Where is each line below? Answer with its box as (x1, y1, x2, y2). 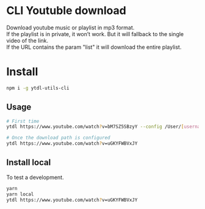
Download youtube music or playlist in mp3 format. (6, 24, 135, 31)
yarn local (6, 191, 34, 197)
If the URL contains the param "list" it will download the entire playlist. (6, 43, 182, 51)
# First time (6, 118, 40, 124)
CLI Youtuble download (6, 4, 126, 18)
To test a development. (6, 174, 64, 181)
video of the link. (6, 37, 49, 44)
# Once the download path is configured (6, 135, 111, 141)
